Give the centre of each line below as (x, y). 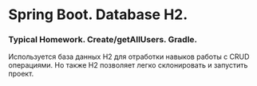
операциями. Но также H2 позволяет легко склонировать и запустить (128, 65)
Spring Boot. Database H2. (98, 15)
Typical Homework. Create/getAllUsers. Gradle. (103, 40)
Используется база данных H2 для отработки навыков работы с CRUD (129, 57)
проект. (21, 74)
